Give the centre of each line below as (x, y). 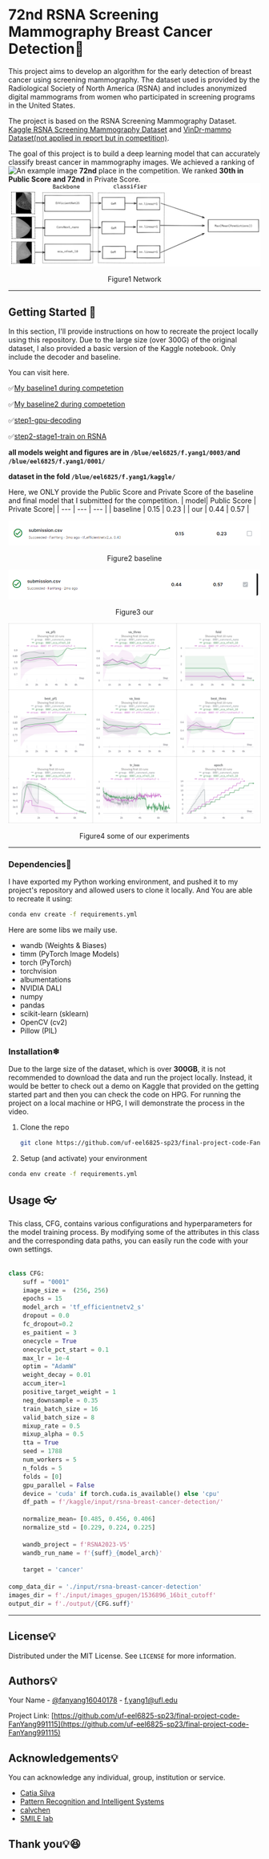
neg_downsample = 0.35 (60, 1400)
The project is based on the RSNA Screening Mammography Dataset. (122, 121)
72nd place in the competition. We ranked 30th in (161, 170)
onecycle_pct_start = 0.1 (66, 1350)
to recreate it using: (40, 899)
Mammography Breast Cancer (110, 32)
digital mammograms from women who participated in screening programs (132, 96)
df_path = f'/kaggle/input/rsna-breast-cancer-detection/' (123, 1502)
